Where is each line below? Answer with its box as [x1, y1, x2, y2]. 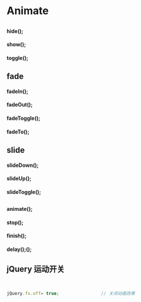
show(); [6, 41, 26, 48]
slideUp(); [6, 175, 32, 182]
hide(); [6, 28, 24, 35]
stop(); [6, 219, 24, 226]
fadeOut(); [6, 101, 33, 108]
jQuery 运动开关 [6, 264, 65, 274]
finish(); [6, 232, 27, 239]
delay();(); [6, 246, 32, 253]
